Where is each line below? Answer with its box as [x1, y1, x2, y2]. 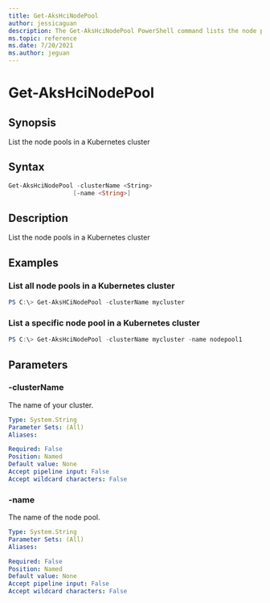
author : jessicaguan [8, 19, 78, 27]
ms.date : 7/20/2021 [8, 42, 74, 50]
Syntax [8, 160, 45, 174]
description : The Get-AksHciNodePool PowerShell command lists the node [8, 27, 257, 35]
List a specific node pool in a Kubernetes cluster [8, 317, 201, 328]
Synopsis [8, 116, 56, 129]
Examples [8, 256, 59, 269]
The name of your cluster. [8, 400, 94, 410]
